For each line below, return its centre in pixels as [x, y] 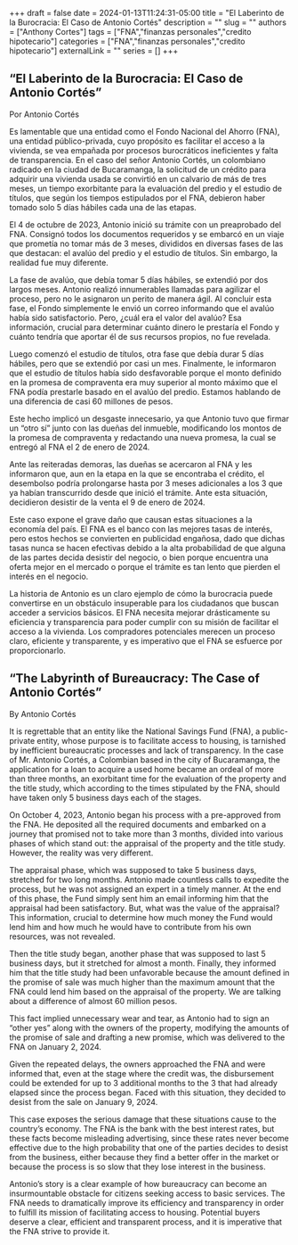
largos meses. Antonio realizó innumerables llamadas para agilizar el [135, 289]
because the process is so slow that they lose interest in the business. [137, 1167]
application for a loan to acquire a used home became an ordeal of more [141, 769]
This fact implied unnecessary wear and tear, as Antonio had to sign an [139, 1018]
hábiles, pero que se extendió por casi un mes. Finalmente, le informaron [143, 363]
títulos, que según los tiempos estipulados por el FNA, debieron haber [137, 198]
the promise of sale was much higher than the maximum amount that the [142, 982]
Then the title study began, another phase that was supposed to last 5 [138, 953]
